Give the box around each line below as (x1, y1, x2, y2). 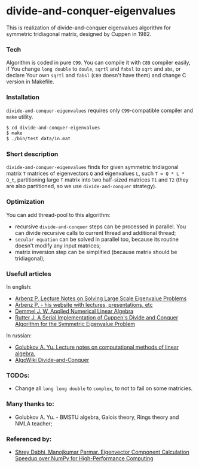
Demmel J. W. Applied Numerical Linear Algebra (14, 307, 134, 315)
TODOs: (6, 371, 30, 379)
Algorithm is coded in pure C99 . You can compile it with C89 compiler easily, (6, 59, 191, 67)
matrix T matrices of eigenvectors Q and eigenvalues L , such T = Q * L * (6, 170, 185, 177)
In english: (6, 283, 32, 291)
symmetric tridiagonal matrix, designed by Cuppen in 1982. (6, 30, 152, 37)
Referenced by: (6, 434, 52, 443)
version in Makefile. (6, 78, 55, 85)
